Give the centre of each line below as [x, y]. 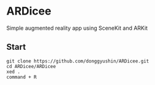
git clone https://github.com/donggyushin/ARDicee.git [78, 61]
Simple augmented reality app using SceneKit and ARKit [77, 28]
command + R [21, 77]
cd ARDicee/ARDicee [31, 66]
